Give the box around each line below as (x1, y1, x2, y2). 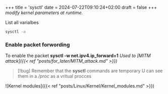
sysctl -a (5, 29, 26, 34)
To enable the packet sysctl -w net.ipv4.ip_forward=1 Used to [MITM (5, 53, 151, 59)
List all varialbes (5, 20, 39, 25)
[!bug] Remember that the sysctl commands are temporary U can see (17, 68, 163, 74)
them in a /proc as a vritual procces (17, 73, 92, 79)
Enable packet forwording (5, 41, 70, 48)
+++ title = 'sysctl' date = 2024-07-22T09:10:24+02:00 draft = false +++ (5, 5, 157, 10)
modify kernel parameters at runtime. (5, 10, 83, 16)
